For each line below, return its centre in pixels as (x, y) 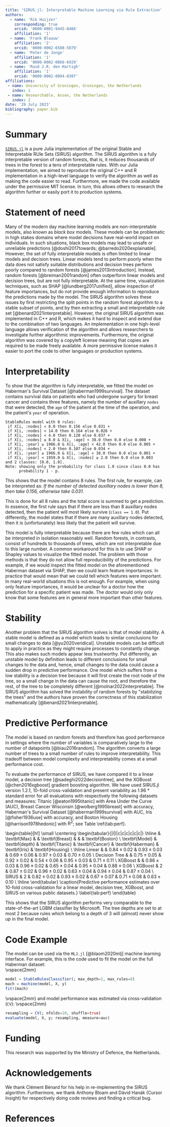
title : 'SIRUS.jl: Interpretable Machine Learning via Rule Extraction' (84, 10)
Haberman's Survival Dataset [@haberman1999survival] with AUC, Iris (79, 812)
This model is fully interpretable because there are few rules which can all (82, 532)
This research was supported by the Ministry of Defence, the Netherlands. (83, 1052)
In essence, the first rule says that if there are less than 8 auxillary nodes (81, 506)
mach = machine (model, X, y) (36, 984)
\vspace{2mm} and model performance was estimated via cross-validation (83, 998)
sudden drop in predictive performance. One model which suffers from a (81, 670)
